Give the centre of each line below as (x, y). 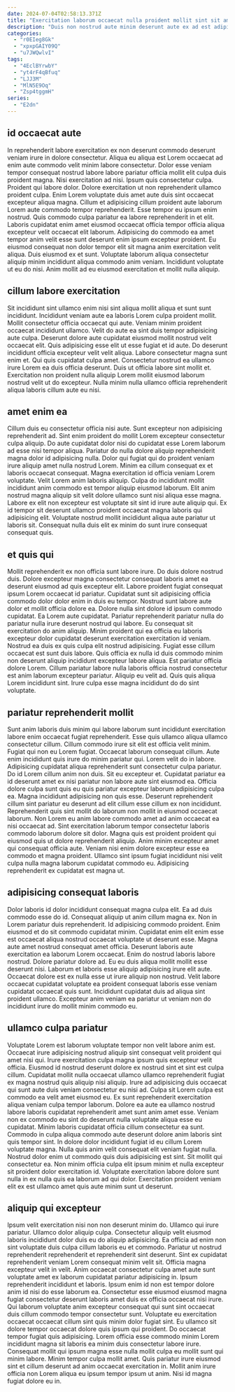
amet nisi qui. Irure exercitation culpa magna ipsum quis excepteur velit (110, 1060)
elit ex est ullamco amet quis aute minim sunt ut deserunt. (90, 1186)
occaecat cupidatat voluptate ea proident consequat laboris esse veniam (112, 983)
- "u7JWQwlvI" (34, 53)
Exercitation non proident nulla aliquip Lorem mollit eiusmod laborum (106, 374)
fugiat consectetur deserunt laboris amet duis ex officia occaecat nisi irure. (115, 1300)
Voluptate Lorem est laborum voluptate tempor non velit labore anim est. (111, 1045)
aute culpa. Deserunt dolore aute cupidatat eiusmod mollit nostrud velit (109, 337)
